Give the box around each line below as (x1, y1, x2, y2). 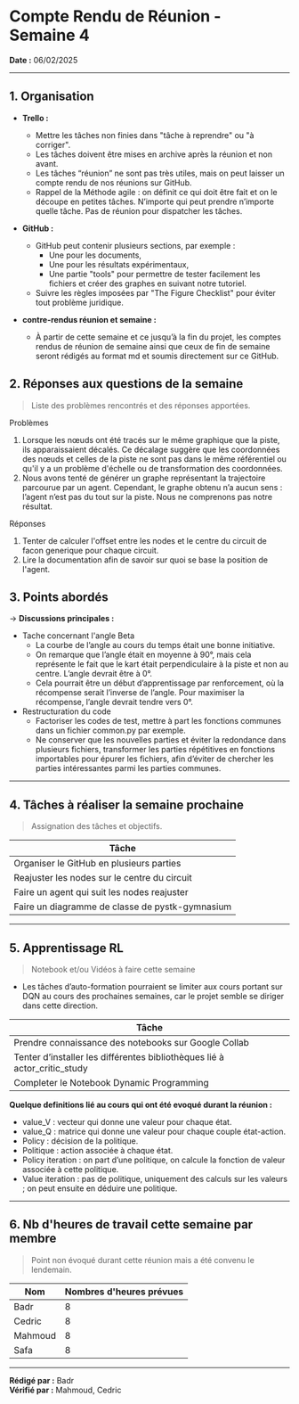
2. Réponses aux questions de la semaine (9, 376, 244, 391)
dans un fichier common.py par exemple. (35, 725, 186, 736)
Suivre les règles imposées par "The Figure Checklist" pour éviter (35, 287, 276, 298)
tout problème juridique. (35, 297, 125, 308)
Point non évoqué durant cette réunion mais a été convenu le (30, 1254, 255, 1265)
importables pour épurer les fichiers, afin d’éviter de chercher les (35, 753, 274, 764)
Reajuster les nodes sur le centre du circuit (13, 872, 193, 884)
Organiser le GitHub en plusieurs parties (13, 858, 182, 870)
